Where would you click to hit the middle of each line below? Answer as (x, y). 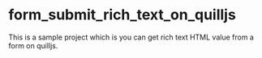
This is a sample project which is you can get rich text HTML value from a (131, 37)
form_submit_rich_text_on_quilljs (122, 15)
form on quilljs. (33, 45)
